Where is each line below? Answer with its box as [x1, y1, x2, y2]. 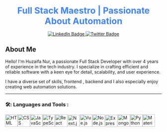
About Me [5, 45, 36, 54]
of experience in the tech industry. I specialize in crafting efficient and [5, 63, 148, 70]
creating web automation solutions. [5, 84, 78, 89]
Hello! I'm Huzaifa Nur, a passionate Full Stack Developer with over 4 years [5, 58, 159, 64]
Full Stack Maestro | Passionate [17, 5, 150, 16]
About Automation [44, 16, 123, 27]
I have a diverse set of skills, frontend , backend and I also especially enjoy [5, 78, 159, 85]
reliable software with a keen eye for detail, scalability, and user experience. [5, 69, 161, 75]
